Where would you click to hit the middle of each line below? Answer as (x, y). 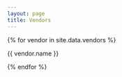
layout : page (26, 14)
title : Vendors (29, 20)
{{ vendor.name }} (33, 53)
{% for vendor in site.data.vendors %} (62, 40)
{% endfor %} (27, 67)
